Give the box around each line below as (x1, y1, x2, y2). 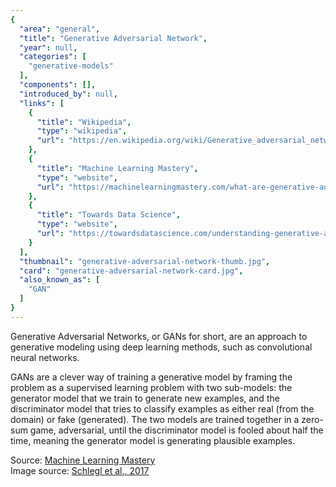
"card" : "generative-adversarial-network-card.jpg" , (19, 266, 244, 276)
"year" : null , (19, 42, 78, 53)
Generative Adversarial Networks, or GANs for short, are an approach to (10, 330, 308, 342)
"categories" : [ (19, 52, 87, 62)
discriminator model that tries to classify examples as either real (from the (10, 402, 315, 415)
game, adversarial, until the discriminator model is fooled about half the (29, 424, 324, 436)
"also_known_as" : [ (19, 275, 101, 285)
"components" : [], (19, 80, 97, 90)
